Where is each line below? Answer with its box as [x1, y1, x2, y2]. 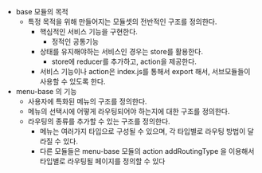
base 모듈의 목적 [15, 7, 69, 16]
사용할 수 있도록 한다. [39, 77, 106, 86]
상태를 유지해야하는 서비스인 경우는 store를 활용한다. [39, 47, 204, 56]
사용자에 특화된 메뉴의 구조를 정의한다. [27, 96, 147, 106]
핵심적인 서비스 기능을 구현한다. [39, 27, 138, 36]
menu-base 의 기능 [15, 87, 77, 96]
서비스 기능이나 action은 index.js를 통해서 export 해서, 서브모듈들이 [39, 67, 251, 76]
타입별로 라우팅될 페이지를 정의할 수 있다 [39, 156, 166, 166]
